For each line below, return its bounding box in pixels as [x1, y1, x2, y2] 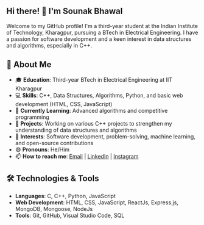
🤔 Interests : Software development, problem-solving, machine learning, [15, 132, 196, 140]
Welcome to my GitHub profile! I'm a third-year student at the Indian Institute [6, 22, 198, 29]
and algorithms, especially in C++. [6, 41, 93, 49]
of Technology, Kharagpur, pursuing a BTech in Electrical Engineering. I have [6, 29, 199, 36]
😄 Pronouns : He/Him [15, 146, 70, 153]
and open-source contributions [15, 139, 94, 146]
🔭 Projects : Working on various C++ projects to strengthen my [15, 120, 172, 127]
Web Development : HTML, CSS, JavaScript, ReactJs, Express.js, [15, 199, 178, 206]
